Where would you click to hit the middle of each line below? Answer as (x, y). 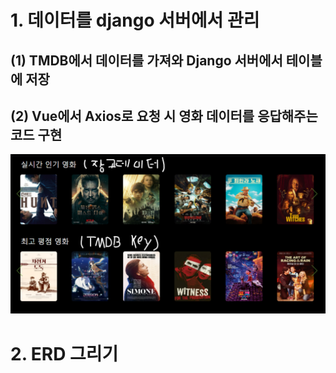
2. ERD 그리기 (64, 353)
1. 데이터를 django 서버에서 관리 (135, 20)
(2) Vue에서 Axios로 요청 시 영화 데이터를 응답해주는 (164, 116)
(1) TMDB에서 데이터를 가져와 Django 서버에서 (146, 60)
